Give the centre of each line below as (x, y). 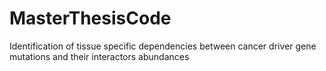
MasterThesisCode (90, 18)
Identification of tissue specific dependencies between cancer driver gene (163, 46)
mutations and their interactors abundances (99, 56)
